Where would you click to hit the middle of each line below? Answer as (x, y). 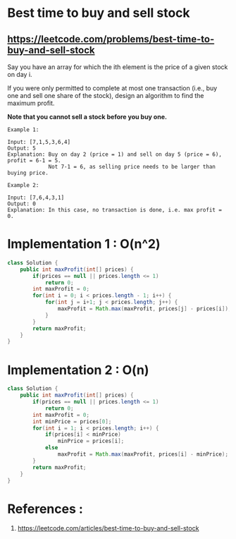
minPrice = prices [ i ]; (91, 441)
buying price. (28, 173)
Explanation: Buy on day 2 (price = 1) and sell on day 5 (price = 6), (114, 155)
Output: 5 (22, 148)
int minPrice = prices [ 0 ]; (72, 421)
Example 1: (23, 130)
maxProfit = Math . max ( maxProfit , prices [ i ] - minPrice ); (143, 454)
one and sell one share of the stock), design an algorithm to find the (106, 96)
